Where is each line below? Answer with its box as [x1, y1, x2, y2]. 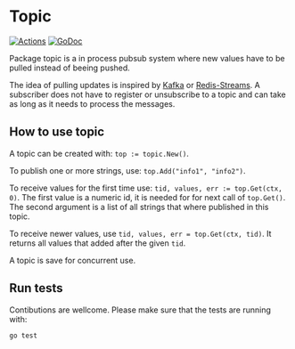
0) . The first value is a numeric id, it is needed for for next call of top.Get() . [9, 191, 286, 202]
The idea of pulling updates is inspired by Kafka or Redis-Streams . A [9, 79, 260, 90]
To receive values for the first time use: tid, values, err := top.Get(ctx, [9, 183, 283, 193]
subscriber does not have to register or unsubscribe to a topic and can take [9, 89, 287, 100]
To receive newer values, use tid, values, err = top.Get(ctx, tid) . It [9, 228, 272, 239]
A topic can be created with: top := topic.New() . [9, 148, 190, 158]
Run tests [9, 280, 63, 296]
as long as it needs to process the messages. [9, 98, 176, 109]
